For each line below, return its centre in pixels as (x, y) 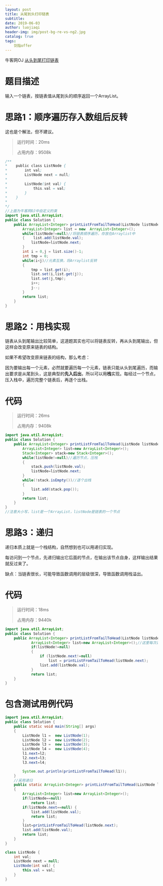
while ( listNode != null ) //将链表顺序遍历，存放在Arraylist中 (79, 233)
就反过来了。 (18, 563)
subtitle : (15, 18)
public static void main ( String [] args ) (55, 726)
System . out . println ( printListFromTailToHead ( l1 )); (75, 771)
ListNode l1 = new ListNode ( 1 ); (56, 736)
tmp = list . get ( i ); (50, 270)
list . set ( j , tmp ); (49, 279)
